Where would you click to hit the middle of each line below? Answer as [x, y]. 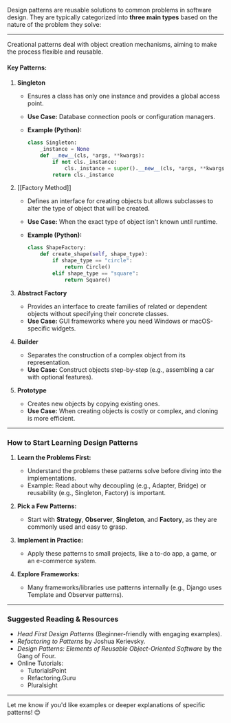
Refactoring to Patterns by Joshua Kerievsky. [81, 641]
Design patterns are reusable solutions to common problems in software [109, 10]
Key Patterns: [27, 67]
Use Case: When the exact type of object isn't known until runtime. [122, 222]
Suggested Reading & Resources [63, 619]
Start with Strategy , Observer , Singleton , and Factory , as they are [122, 520]
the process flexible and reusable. [55, 52]
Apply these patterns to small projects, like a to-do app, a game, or [122, 553]
